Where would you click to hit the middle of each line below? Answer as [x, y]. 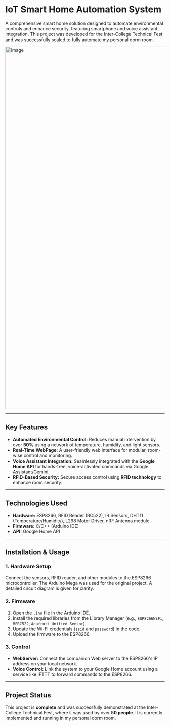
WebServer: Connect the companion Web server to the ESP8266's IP [85, 658]
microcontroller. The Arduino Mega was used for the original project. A [79, 583]
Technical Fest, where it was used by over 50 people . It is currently [93, 712]
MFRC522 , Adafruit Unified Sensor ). [49, 623]
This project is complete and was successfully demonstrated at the [75, 707]
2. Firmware [20, 601]
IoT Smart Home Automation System [83, 9]
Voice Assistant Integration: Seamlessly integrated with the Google [84, 461]
